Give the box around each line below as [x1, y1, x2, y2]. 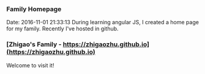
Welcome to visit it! [6, 61, 54, 69]
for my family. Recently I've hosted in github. [6, 25, 119, 32]
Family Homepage [6, 5, 62, 13]
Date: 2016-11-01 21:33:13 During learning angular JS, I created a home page [6, 19, 199, 26]
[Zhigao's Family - [6, 40, 62, 49]
